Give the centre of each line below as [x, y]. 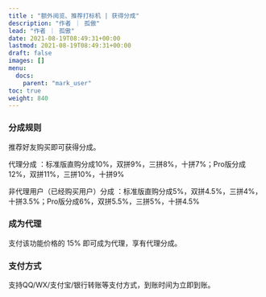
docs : [25, 76]
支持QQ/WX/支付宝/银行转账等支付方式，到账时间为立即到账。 [112, 285]
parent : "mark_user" [57, 83]
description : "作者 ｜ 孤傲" [54, 23]
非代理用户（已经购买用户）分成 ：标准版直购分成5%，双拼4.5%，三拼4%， [135, 191]
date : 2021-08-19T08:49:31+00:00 [64, 38]
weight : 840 [28, 98]
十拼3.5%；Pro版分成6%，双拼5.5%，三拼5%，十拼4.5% [104, 201]
